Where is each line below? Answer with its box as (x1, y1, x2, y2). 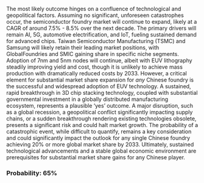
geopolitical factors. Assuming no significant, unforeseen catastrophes (6, 12, 184, 19)
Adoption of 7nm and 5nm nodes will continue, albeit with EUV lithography (6, 57, 193, 64)
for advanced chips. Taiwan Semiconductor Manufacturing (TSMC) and (6, 38, 186, 44)
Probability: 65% (6, 168, 58, 177)
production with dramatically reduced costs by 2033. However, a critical (6, 70, 187, 77)
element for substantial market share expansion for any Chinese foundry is (6, 76, 194, 83)
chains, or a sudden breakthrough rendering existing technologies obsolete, (6, 115, 197, 122)
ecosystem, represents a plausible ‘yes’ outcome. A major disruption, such (6, 102, 194, 109)
